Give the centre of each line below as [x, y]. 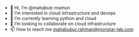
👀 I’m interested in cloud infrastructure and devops [63, 13]
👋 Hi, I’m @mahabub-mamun [40, 8]
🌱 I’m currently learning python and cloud [53, 18]
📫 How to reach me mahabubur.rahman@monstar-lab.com [72, 29]
